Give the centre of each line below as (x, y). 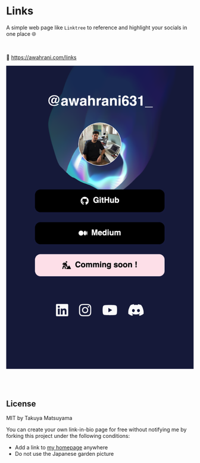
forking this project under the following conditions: (68, 436)
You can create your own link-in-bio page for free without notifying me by (96, 429)
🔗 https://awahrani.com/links (41, 57)
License (21, 404)
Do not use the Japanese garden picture (64, 453)
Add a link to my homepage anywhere (61, 447)
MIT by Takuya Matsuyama (39, 418)
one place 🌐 (21, 33)
